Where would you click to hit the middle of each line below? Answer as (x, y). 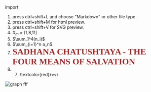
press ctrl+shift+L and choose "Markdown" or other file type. (74, 17)
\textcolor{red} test (39, 74)
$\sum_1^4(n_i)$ (29, 39)
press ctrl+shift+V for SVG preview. (48, 27)
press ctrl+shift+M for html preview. (49, 22)
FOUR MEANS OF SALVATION (74, 61)
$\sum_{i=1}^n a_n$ (32, 44)
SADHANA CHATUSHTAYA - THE (79, 51)
